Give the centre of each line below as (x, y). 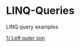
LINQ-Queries (40, 11)
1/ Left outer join (25, 38)
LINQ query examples (32, 27)
